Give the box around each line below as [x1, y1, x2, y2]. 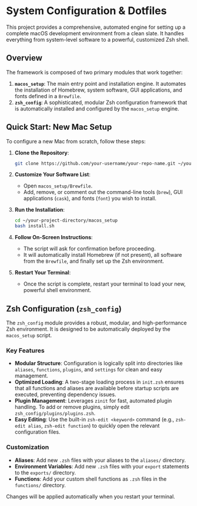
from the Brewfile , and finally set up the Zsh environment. [23, 257, 165, 265]
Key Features [6, 346, 45, 354]
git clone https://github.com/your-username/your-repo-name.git [14, 160, 176, 166]
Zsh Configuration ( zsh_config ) [6, 304, 122, 314]
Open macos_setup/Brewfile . [23, 182, 93, 189]
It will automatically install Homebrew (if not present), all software [23, 252, 182, 259]
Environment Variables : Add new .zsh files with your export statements [14, 463, 189, 470]
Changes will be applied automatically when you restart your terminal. [6, 492, 175, 500]
